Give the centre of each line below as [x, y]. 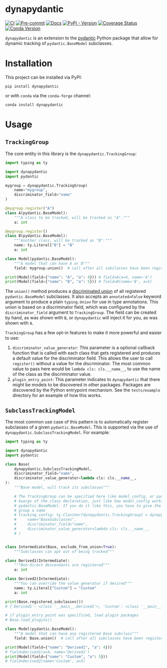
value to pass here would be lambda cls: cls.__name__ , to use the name [86, 369]
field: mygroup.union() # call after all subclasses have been [82, 268]
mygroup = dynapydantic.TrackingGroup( [46, 186]
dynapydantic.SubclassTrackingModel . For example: [58, 433]
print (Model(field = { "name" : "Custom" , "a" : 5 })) [56, 657]
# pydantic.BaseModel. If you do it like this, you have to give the [88, 506]
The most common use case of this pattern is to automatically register [77, 422]
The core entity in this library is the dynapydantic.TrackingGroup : [71, 154]
